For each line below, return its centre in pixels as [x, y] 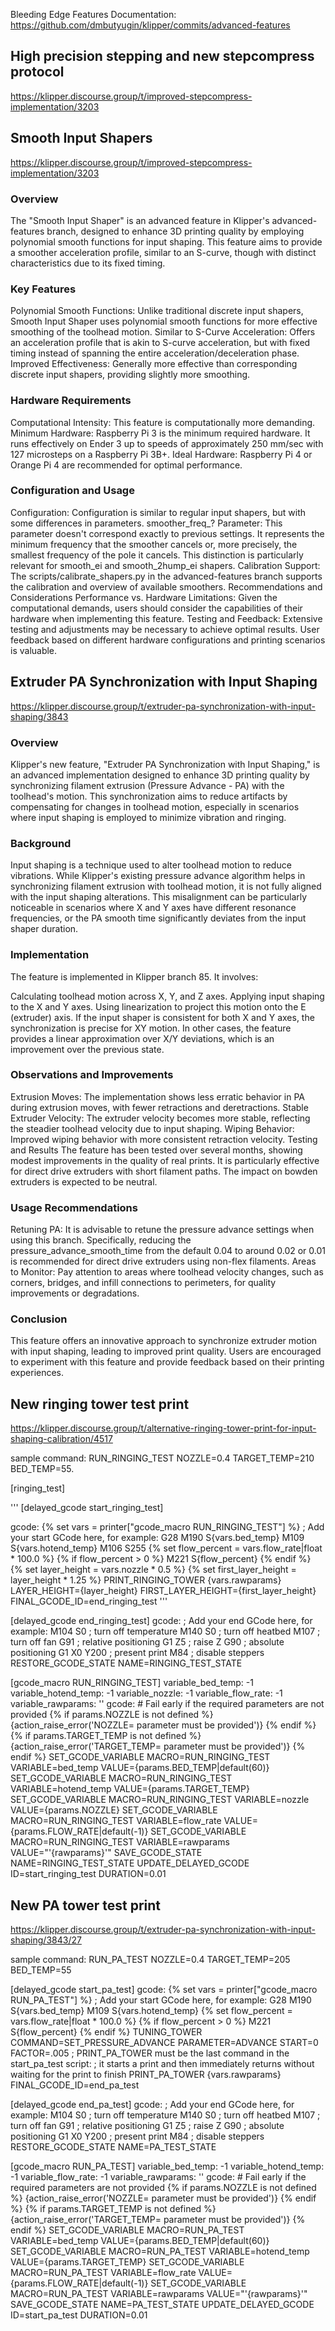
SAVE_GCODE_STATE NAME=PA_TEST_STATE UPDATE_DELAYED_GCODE [162, 2305]
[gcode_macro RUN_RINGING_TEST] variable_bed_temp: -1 [132, 1683]
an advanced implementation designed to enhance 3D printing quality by [160, 775]
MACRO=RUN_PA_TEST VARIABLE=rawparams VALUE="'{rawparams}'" [159, 2294]
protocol [37, 72]
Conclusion [39, 1319]
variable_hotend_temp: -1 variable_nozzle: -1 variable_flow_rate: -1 [146, 1693]
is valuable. [34, 650]
